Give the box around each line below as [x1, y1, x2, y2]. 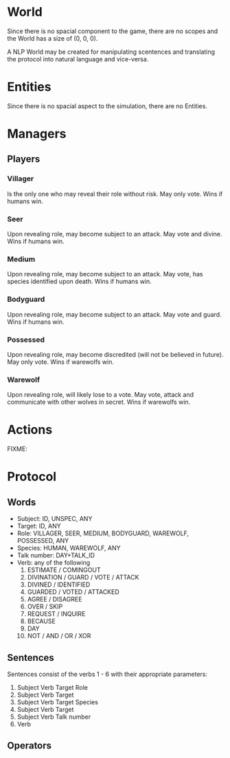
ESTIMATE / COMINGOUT [27, 566, 101, 574]
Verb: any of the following [16, 559, 91, 567]
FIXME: [7, 445, 27, 453]
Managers [7, 126, 67, 142]
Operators [7, 740, 52, 752]
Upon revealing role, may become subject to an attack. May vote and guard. [7, 310, 222, 318]
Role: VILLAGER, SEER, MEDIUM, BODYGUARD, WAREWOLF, [16, 529, 189, 537]
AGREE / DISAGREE [27, 595, 82, 604]
